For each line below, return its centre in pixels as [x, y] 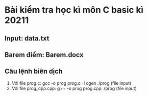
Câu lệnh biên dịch [34, 71]
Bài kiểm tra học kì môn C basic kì [74, 10]
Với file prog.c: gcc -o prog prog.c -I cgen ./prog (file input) [72, 83]
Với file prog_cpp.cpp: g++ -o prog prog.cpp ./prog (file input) [74, 88]
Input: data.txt [27, 38]
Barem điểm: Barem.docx [44, 55]
